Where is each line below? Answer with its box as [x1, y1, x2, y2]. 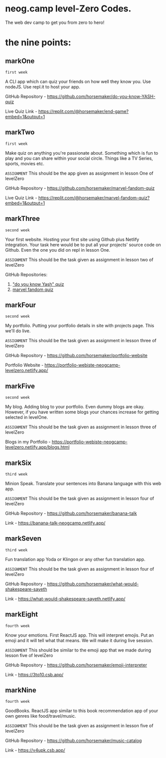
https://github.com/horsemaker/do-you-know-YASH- [47, 93, 156, 99]
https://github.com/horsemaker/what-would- [47, 580, 139, 587]
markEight [5, 610, 38, 619]
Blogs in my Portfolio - [5, 439, 51, 445]
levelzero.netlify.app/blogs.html [5, 444, 70, 450]
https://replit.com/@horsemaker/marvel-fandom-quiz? [38, 194, 150, 200]
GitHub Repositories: [5, 272, 48, 278]
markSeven [5, 534, 42, 543]
